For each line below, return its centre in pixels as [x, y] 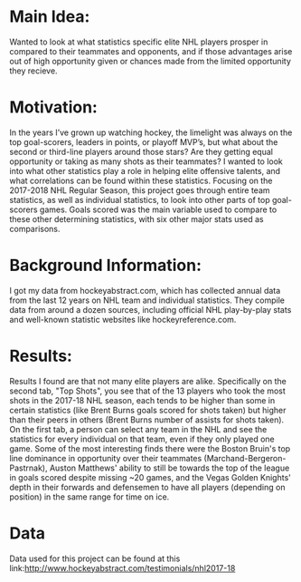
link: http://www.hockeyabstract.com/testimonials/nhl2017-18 [122, 567]
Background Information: [105, 266]
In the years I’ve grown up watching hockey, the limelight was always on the [151, 132]
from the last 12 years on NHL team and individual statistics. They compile [147, 300]
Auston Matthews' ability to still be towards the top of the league [169, 468]
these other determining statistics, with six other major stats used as [136, 218]
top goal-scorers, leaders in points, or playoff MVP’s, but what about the [144, 141]
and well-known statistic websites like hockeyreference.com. [123, 319]
